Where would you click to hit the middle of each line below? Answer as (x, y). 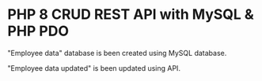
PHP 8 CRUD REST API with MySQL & (131, 15)
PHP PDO (38, 31)
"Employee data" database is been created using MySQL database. (117, 53)
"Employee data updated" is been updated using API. (94, 68)
